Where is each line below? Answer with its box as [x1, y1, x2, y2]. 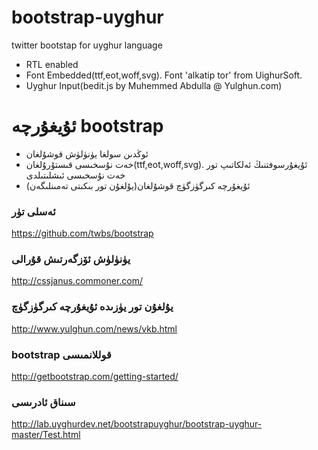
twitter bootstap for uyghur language [11, 39, 163, 51]
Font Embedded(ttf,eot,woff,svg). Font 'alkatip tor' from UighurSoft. [25, 69, 303, 81]
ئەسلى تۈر [11, 204, 56, 218]
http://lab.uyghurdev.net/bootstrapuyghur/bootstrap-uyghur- [11, 418, 263, 430]
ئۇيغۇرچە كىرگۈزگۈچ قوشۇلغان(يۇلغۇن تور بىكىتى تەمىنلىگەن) [25, 179, 251, 191]
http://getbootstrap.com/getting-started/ [11, 371, 179, 383]
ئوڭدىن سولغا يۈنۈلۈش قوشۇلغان [25, 147, 149, 160]
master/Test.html [11, 429, 81, 441]
